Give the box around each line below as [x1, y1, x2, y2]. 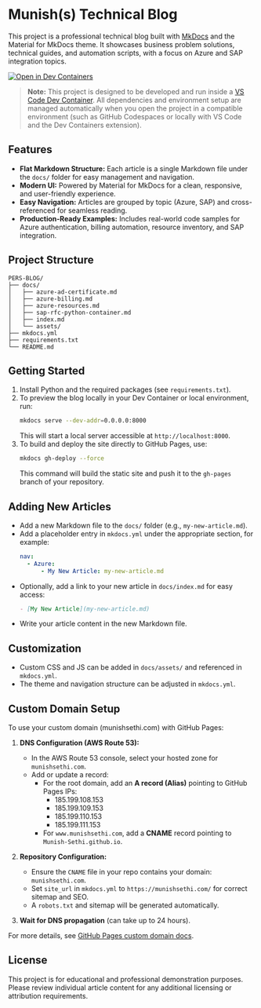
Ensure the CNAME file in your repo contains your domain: [31, 867, 212, 877]
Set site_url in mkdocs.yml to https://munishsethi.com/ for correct [31, 884, 248, 893]
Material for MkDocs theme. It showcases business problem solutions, [8, 39, 235, 49]
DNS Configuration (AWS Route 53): [19, 738, 140, 747]
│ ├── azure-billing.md [8, 294, 92, 303]
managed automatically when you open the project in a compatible [27, 104, 243, 113]
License [8, 954, 48, 967]
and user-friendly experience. [19, 188, 116, 198]
